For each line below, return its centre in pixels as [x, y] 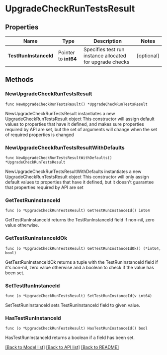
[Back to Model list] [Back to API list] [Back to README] [62, 348]
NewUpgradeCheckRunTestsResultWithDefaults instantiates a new [73, 171]
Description [108, 41]
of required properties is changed [40, 135]
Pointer [66, 53]
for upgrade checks [107, 62]
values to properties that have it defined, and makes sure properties [75, 124]
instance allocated [105, 56]
